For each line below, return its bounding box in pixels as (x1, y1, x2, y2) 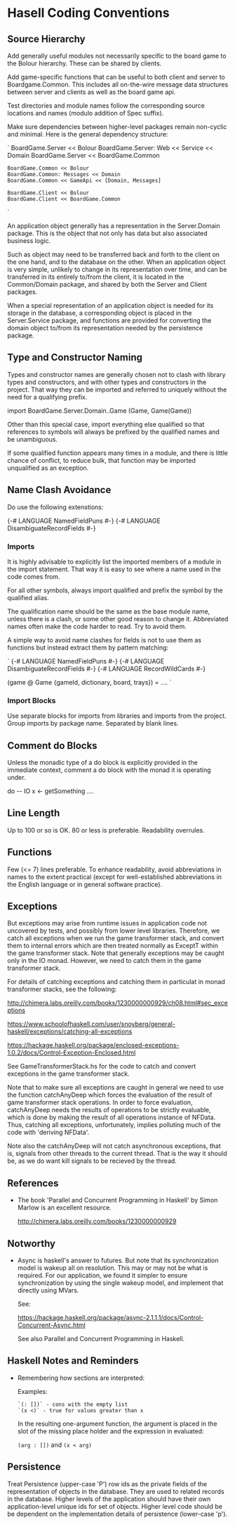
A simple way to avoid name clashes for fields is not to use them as (7, 635, 202, 644)
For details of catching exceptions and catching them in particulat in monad (7, 978, 226, 986)
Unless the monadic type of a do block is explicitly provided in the (7, 759, 198, 767)
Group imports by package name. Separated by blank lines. (7, 719, 179, 728)
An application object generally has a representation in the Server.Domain (7, 222, 221, 230)
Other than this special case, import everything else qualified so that (7, 420, 205, 428)
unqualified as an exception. (7, 463, 89, 472)
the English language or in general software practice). (7, 880, 163, 888)
